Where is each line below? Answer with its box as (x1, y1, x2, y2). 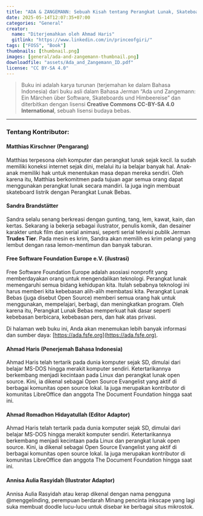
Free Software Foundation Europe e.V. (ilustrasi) (6, 255, 130, 263)
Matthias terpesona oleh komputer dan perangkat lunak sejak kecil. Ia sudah (6, 156, 196, 164)
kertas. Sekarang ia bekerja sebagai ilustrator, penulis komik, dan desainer (6, 221, 192, 229)
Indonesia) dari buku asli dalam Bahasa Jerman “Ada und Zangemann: (21, 88, 196, 95)
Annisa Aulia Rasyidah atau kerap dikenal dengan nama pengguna (6, 490, 171, 497)
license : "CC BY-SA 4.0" (6, 65, 69, 71)
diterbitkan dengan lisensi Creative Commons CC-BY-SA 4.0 (21, 101, 175, 108)
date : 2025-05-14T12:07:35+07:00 (6, 14, 91, 21)
